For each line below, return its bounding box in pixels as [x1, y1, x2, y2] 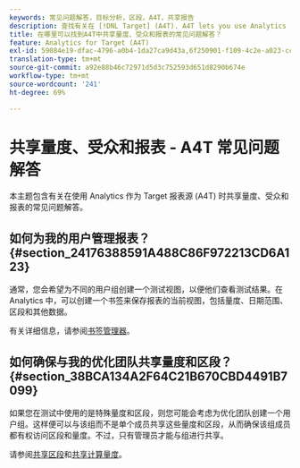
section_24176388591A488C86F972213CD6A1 [21, 245, 290, 260]
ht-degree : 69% [9, 88, 66, 97]
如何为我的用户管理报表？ [9, 230, 150, 246]
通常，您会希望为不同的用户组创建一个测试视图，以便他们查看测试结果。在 [9, 284, 283, 295]
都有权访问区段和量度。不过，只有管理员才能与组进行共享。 [9, 430, 229, 441]
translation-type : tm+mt [9, 55, 102, 64]
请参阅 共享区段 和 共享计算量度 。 [9, 449, 127, 460]
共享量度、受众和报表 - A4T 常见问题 [9, 137, 279, 157]
